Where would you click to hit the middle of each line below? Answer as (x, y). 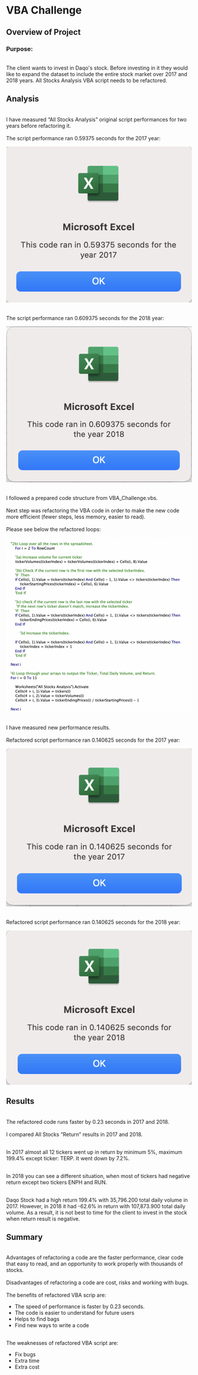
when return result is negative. (43, 1219)
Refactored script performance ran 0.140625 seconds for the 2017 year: (93, 740)
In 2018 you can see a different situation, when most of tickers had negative (98, 1176)
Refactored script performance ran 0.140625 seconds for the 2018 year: (93, 922)
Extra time (27, 1361)
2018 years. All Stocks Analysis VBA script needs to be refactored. (87, 80)
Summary (24, 1237)
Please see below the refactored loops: (54, 529)
